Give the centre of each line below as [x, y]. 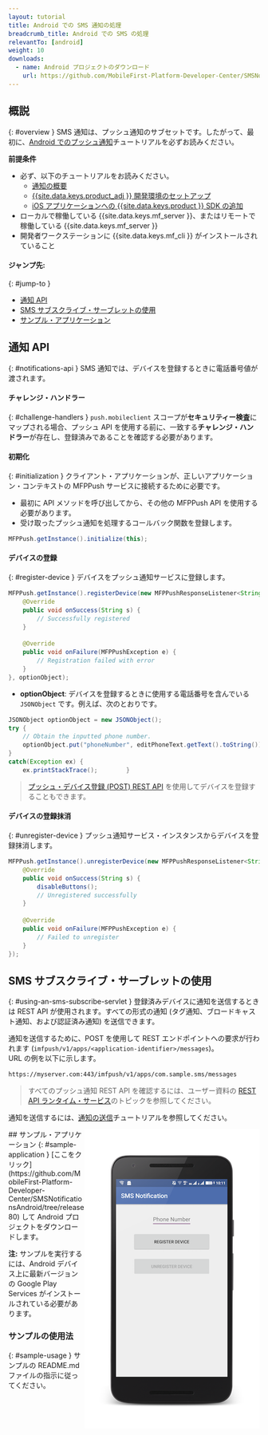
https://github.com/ [43, 1173]
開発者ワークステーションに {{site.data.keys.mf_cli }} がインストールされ [138, 235]
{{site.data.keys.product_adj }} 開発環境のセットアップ [121, 195]
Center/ [21, 1199]
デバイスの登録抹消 [40, 816]
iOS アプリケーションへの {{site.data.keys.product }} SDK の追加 [137, 205]
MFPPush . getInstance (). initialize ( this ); [78, 538]
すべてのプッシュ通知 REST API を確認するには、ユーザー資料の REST [142, 1091]
